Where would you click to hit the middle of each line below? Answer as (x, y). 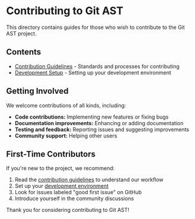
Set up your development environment (61, 186)
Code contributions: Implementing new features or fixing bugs (92, 117)
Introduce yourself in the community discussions (74, 198)
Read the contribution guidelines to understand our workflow (89, 180)
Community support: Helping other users (66, 135)
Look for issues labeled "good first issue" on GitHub (78, 192)
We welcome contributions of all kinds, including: (66, 105)
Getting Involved (37, 91)
